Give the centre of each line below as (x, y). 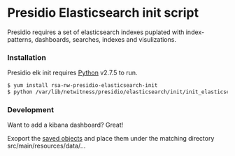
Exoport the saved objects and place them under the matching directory (111, 139)
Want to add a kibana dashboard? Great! (65, 125)
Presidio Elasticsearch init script (103, 13)
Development (31, 109)
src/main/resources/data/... (47, 146)
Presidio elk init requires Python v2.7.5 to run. (72, 73)
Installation (27, 57)
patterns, (20, 39)
